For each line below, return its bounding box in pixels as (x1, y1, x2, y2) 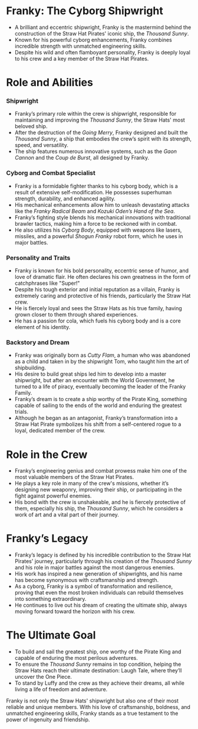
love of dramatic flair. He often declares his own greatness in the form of (14, 274, 191, 281)
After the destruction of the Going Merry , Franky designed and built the (14, 129, 188, 136)
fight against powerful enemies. (14, 492, 92, 500)
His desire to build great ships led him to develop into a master (14, 370, 167, 377)
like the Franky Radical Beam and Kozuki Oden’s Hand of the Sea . (14, 207, 176, 214)
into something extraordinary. (14, 595, 87, 603)
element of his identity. (14, 324, 71, 331)
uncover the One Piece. (14, 673, 72, 681)
